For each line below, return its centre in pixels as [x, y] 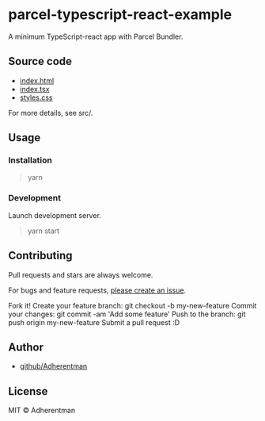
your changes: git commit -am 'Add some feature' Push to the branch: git [127, 314]
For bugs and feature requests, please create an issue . [97, 290]
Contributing [40, 256]
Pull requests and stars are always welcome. [81, 274]
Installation [30, 160]
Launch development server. [55, 215]
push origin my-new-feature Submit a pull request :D [94, 322]
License [28, 391]
